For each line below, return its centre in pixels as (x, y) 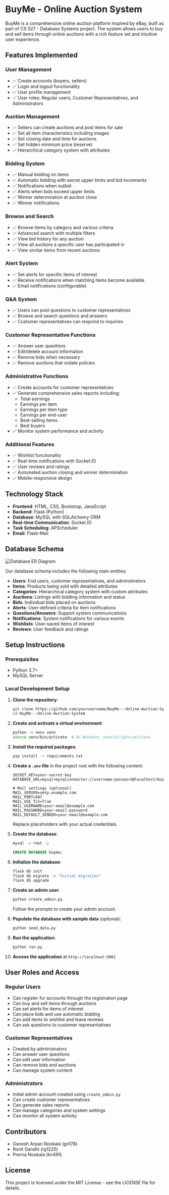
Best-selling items (39, 420)
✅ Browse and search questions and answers (60, 316)
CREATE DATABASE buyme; (38, 852)
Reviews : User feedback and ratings (50, 629)
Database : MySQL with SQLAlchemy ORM (57, 517)
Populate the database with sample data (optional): (67, 919)
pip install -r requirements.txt (48, 756)
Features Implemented (42, 55)
